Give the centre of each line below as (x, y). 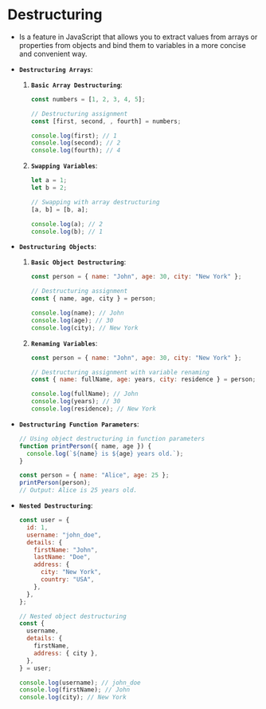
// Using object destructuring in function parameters (112, 438)
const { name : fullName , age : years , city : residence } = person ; (143, 380)
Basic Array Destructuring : (76, 85)
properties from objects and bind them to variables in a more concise (132, 45)
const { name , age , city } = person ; (94, 299)
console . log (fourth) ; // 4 (76, 151)
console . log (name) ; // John (77, 313)
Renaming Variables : (64, 343)
